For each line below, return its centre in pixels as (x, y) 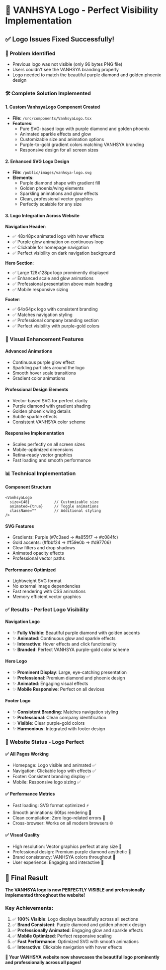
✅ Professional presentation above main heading (62, 284)
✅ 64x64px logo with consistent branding (55, 309)
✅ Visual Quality (22, 835)
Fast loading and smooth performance (51, 460)
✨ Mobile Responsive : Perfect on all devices (58, 689)
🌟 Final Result (27, 878)
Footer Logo (18, 701)
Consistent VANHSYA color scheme (49, 422)
